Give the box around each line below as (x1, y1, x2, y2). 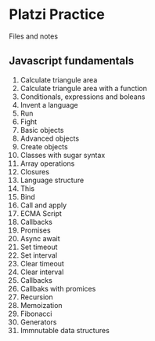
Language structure (20, 175, 85, 185)
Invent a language (20, 100, 78, 109)
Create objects (20, 141, 69, 151)
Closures (20, 167, 50, 176)
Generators (20, 317, 57, 327)
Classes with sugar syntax (20, 150, 106, 159)
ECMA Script (20, 208, 62, 218)
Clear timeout (20, 258, 65, 268)
